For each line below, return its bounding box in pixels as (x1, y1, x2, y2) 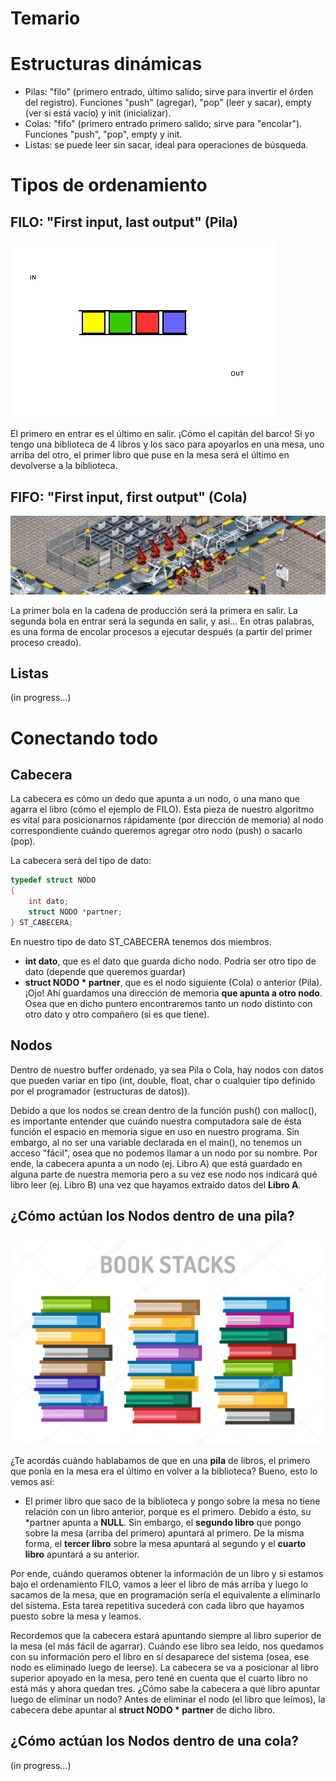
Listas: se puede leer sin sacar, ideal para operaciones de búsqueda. (24, 139, 309, 151)
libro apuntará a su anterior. (24, 1548, 140, 1560)
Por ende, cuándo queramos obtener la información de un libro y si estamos (10, 1567, 324, 1579)
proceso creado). (10, 636, 82, 648)
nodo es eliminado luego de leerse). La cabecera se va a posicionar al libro (10, 1661, 319, 1673)
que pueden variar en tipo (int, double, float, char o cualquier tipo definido (10, 1074, 316, 1086)
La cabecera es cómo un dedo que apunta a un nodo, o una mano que (10, 793, 300, 805)
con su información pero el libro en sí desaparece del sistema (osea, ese (10, 1650, 310, 1662)
